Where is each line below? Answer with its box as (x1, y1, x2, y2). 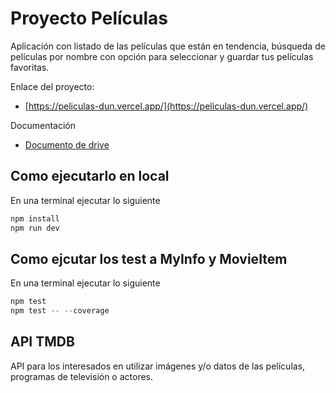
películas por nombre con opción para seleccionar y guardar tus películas (10, 50, 314, 62)
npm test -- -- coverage (10, 306, 110, 316)
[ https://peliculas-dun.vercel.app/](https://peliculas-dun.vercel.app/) (24, 100, 309, 112)
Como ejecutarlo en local (10, 168, 170, 185)
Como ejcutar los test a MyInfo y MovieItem (10, 250, 288, 267)
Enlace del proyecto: (10, 80, 95, 92)
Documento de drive (24, 138, 110, 151)
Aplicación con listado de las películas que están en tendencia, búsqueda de (10, 40, 326, 52)
